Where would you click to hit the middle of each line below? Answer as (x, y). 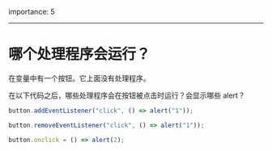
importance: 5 (32, 12)
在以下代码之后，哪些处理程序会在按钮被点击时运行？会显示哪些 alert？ (127, 95)
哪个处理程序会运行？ (80, 55)
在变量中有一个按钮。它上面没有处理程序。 (79, 78)
